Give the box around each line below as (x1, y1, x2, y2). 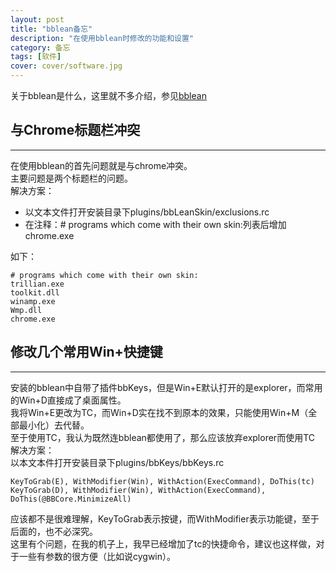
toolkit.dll (10, 287, 60, 298)
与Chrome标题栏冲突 (10, 122, 141, 139)
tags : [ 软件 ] (10, 52, 62, 62)
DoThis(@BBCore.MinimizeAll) (10, 494, 132, 504)
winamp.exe (10, 296, 56, 306)
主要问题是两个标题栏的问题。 (10, 172, 133, 184)
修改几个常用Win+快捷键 (10, 344, 163, 361)
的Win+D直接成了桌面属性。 (10, 394, 127, 406)
